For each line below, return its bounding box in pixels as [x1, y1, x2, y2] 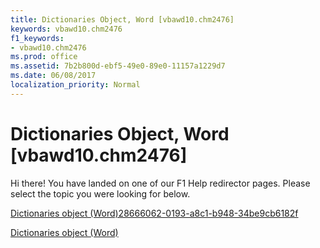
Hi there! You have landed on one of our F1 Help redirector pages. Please [10, 177, 311, 189]
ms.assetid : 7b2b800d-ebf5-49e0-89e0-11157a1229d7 [10, 61, 226, 71]
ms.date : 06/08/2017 [10, 71, 97, 81]
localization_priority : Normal [10, 80, 141, 90]
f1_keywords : [10, 33, 65, 43]
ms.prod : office [10, 52, 78, 62]
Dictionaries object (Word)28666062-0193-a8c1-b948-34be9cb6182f [10, 207, 299, 219]
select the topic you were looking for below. [10, 187, 191, 200]
